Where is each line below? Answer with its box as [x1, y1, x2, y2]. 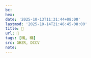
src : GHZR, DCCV [5, 40, 40, 45]
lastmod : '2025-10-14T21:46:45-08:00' [5, 21, 87, 27]
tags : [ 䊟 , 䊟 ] [5, 36, 36, 41]
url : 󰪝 [5, 31, 19, 36]
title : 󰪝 [5, 26, 24, 31]
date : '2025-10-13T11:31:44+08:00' [5, 17, 81, 22]
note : [5, 45, 17, 50]
